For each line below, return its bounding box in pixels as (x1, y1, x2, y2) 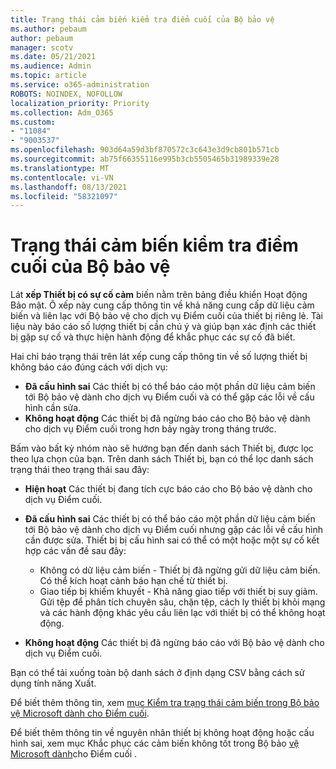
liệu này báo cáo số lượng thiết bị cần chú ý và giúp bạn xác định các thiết (10, 321, 317, 333)
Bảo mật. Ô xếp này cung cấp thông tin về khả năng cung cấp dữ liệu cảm (10, 299, 315, 311)
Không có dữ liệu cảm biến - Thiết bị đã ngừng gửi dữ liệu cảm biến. (39, 564, 321, 576)
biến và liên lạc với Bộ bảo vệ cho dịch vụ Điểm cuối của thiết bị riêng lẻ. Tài (10, 310, 323, 322)
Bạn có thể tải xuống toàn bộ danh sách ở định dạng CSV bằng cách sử (10, 667, 305, 679)
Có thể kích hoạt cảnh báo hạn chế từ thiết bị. (39, 575, 228, 587)
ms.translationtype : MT (10, 163, 110, 173)
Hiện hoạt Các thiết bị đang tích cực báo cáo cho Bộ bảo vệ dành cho (24, 483, 313, 495)
